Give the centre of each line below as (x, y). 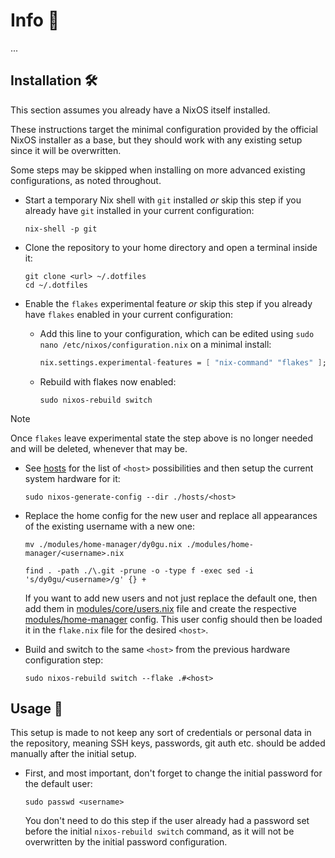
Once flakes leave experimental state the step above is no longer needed (161, 438)
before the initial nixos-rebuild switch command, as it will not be (159, 831)
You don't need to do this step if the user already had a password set (167, 821)
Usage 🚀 (36, 709)
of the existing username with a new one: (109, 526)
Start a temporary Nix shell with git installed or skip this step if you (163, 200)
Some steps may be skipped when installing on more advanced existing (158, 170)
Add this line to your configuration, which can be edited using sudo (177, 333)
